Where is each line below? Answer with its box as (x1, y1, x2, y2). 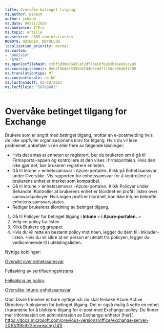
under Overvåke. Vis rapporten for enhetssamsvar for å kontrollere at (12, 173, 151, 179)
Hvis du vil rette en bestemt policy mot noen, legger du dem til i (12, 229, 140, 235)
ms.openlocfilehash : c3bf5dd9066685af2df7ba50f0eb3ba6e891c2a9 (5, 62, 137, 67)
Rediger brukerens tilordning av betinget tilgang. (12, 204, 110, 210)
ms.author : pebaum (5, 12, 42, 17)
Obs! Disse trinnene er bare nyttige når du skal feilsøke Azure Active (5, 297, 143, 303)
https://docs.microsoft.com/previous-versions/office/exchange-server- (5, 317, 149, 323)
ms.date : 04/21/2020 (5, 21, 47, 26)
